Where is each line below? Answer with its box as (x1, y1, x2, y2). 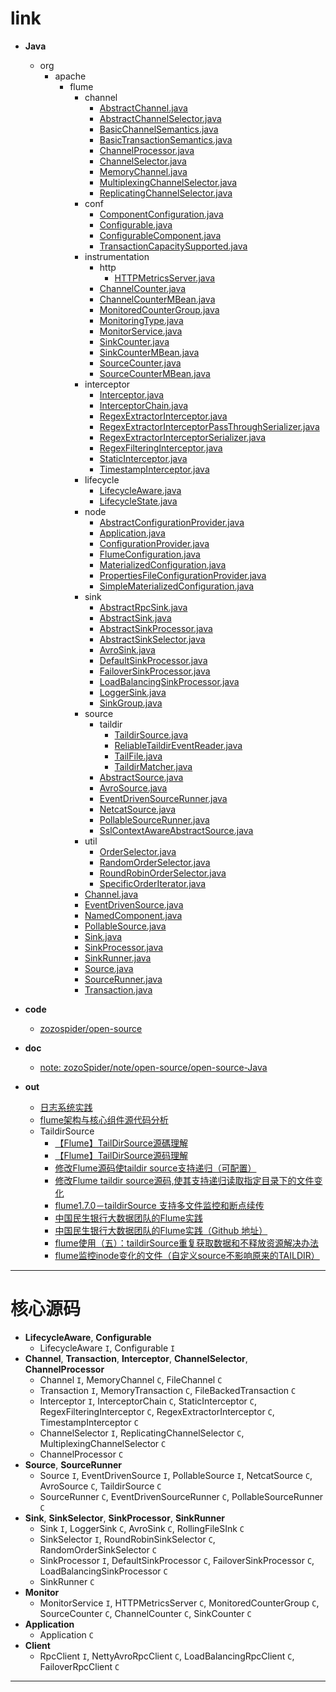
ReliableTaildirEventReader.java (114, 739, 243, 751)
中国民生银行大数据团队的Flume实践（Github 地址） (54, 1224, 268, 1236)
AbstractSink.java (99, 612, 172, 624)
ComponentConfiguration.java (99, 208, 224, 220)
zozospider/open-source (39, 1022, 143, 1034)
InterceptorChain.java (99, 399, 189, 411)
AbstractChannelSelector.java (99, 112, 222, 124)
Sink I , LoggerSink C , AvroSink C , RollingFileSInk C (39, 1522, 245, 1534)
